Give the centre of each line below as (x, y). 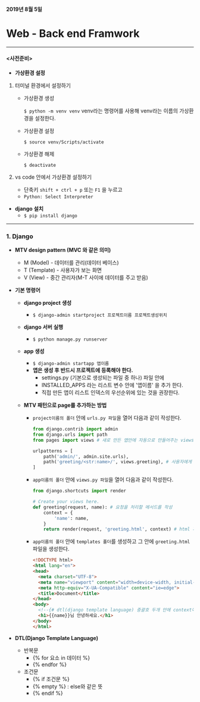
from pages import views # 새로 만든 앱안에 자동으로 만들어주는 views (113, 440)
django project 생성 (48, 303)
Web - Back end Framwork (73, 33)
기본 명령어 (27, 290)
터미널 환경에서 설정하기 (43, 85)
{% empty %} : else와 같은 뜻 (68, 686)
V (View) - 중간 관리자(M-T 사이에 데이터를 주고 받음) (86, 277)
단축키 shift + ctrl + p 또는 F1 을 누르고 (73, 189)
